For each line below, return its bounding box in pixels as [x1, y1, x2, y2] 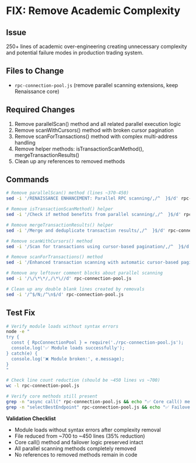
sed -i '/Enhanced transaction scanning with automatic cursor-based [6, 259, 179, 266]
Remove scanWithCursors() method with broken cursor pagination [14, 126, 174, 133]
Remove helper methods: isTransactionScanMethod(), [14, 145, 144, 152]
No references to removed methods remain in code [14, 451, 138, 458]
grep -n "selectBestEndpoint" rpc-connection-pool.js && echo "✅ [6, 404, 169, 410]
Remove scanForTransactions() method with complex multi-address [14, 133, 178, 140]
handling [14, 139, 36, 146]
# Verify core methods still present [6, 393, 98, 399]
